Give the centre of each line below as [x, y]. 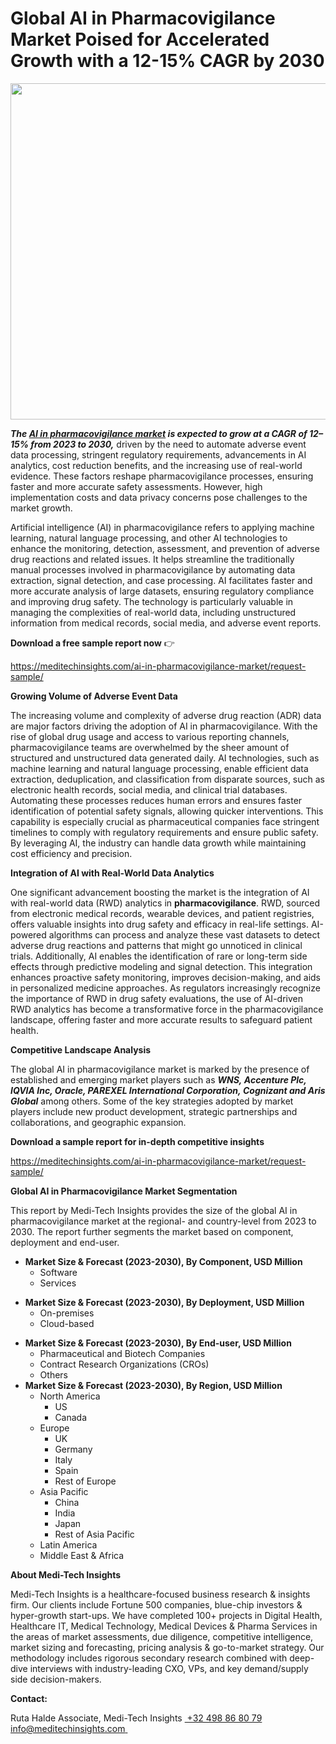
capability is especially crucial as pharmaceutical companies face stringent [165, 821]
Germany [73, 1449]
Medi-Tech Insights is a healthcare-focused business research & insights [160, 1594]
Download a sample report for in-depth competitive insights [137, 1141]
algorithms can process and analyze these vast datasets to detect [184, 934]
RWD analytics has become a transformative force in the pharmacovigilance [167, 1009]
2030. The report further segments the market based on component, [152, 1231]
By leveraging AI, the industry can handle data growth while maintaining [158, 843]
